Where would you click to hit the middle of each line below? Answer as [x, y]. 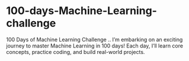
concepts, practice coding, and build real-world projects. [76, 52]
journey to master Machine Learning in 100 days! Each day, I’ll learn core [95, 46]
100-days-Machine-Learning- [81, 11]
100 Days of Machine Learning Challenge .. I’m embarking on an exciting [94, 39]
